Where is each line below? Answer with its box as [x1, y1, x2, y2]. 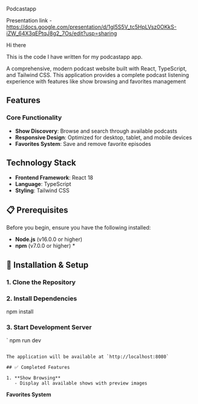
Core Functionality [6, 113, 62, 122]
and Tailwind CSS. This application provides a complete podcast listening [6, 71, 190, 78]
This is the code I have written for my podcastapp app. [6, 53, 143, 60]
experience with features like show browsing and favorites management [6, 78, 186, 85]
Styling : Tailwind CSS [15, 187, 70, 194]
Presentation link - [6, 17, 53, 24]
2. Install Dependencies [6, 294, 78, 302]
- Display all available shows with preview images [14, 380, 148, 386]
